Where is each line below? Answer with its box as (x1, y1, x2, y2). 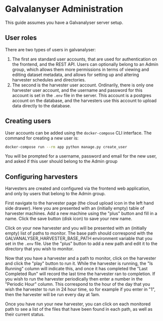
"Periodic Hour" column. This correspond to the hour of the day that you (5, 281, 150, 287)
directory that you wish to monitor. (5, 246, 74, 252)
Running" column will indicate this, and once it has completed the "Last (5, 266, 148, 272)
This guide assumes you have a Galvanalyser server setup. (5, 20, 123, 25)
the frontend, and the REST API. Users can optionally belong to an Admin (12, 61, 159, 67)
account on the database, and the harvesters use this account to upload (12, 98, 157, 103)
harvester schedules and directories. (12, 77, 86, 82)
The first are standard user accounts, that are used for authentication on (12, 56, 157, 62)
